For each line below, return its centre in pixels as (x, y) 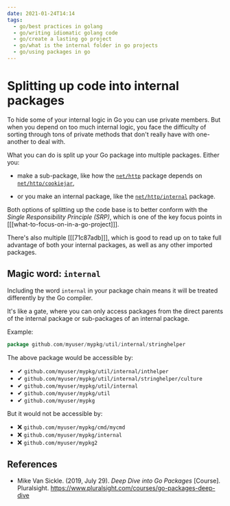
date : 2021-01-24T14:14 (41, 13)
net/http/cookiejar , (46, 182)
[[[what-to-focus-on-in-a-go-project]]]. (63, 224)
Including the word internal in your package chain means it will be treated (113, 291)
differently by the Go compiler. (50, 297)
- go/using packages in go (52, 52)
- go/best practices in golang (58, 26)
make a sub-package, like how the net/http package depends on (110, 176)
